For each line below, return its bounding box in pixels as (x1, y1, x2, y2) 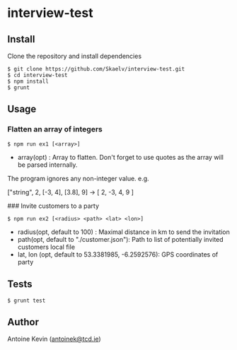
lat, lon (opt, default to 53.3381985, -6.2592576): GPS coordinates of (17, 250, 219, 259)
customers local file (17, 243, 76, 251)
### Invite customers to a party (7, 202, 100, 210)
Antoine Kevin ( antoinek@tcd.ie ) (7, 334, 101, 344)
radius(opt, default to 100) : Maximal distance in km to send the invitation (17, 228, 230, 236)
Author (7, 316, 39, 328)
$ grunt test (7, 297, 46, 304)
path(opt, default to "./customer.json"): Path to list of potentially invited (17, 235, 224, 243)
